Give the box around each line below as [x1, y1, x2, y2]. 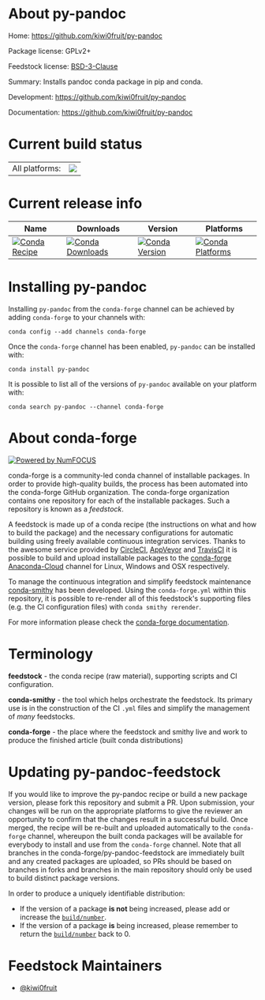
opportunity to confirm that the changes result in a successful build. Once [8, 814, 248, 824]
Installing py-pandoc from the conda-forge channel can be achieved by [8, 304, 235, 313]
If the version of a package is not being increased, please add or [19, 904, 230, 913]
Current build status [8, 135, 143, 153]
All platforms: [12, 163, 62, 174]
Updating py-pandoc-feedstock [8, 763, 221, 781]
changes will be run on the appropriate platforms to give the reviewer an [8, 806, 243, 815]
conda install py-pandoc [8, 365, 90, 373]
